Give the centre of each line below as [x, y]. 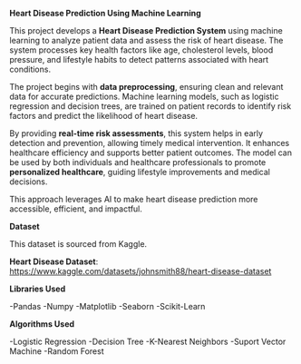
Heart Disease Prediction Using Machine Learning [105, 13]
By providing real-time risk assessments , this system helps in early [136, 133]
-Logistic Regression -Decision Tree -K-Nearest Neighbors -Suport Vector [148, 341]
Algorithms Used [42, 324]
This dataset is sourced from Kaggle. [78, 244]
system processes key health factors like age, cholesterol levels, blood [141, 50]
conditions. [30, 69]
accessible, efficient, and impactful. [76, 209]
